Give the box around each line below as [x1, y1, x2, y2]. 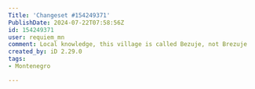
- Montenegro [8, 62, 51, 70]
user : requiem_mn [8, 33, 65, 41]
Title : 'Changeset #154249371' [8, 11, 111, 20]
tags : [8, 55, 26, 63]
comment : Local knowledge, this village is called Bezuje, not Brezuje [8, 41, 247, 48]
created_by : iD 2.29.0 [8, 48, 82, 55]
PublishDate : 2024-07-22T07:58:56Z [8, 19, 125, 27]
